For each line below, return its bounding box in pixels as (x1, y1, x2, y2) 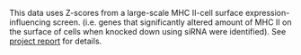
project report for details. (9, 35, 102, 46)
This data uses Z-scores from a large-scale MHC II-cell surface (9, 8, 244, 18)
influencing (9, 17, 51, 27)
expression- (245, 8, 290, 18)
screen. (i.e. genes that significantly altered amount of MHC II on (52, 17, 292, 27)
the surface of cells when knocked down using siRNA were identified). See (9, 27, 287, 36)
